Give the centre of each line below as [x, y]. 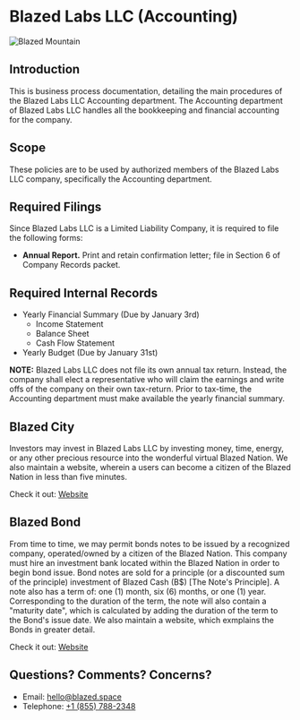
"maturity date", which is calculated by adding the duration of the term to [144, 610]
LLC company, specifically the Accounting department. [111, 179]
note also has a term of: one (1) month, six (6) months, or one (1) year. [138, 591]
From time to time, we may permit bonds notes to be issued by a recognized [150, 544]
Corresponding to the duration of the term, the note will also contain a [138, 601]
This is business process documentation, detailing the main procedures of [146, 90]
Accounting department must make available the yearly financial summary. [147, 399]
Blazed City [42, 427]
